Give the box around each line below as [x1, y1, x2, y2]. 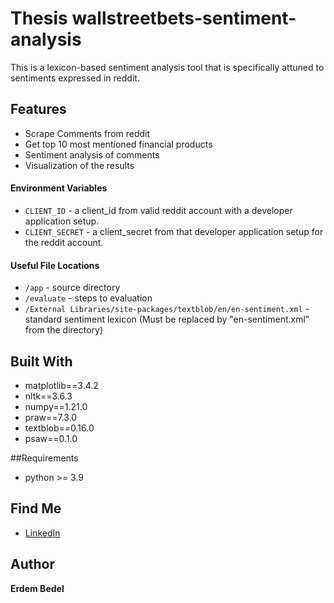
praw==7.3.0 [24, 411, 78, 423]
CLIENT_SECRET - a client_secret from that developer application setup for [24, 225, 324, 237]
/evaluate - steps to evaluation [24, 292, 153, 304]
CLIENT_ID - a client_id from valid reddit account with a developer [24, 204, 293, 216]
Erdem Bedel [10, 582, 65, 594]
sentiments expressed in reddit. [10, 72, 140, 84]
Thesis [10, 7, 68, 30]
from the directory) [24, 324, 104, 336]
